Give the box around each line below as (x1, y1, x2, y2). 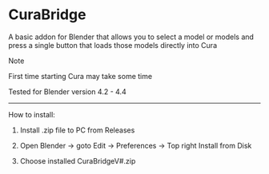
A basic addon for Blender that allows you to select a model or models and (8, 32, 255, 42)
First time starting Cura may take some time (8, 71, 153, 81)
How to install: (8, 109, 56, 119)
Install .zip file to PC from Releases (19, 125, 135, 135)
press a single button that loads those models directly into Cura (8, 40, 218, 49)
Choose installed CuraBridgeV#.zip (19, 156, 136, 165)
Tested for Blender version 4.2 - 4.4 (8, 86, 126, 97)
